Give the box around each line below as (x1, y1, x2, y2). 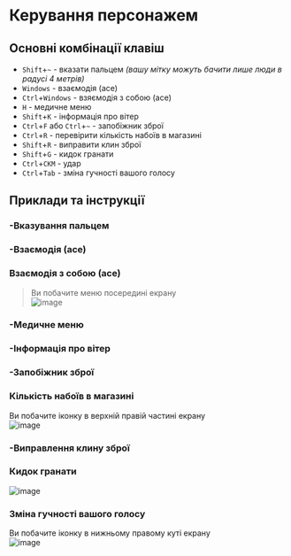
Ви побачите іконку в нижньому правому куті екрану (9, 528, 211, 538)
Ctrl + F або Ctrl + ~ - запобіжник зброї (21, 120, 164, 131)
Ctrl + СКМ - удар (21, 158, 81, 168)
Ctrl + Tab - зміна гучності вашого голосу (21, 167, 175, 178)
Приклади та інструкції (9, 193, 145, 208)
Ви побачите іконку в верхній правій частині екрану (9, 410, 206, 421)
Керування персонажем (9, 5, 199, 26)
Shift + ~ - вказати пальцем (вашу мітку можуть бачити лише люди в (21, 64, 283, 74)
